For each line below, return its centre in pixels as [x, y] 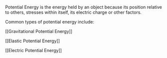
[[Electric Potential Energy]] [34, 50]
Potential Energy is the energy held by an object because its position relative [83, 7]
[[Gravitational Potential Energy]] [39, 31]
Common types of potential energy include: [50, 22]
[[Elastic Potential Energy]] [33, 41]
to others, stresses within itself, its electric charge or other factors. [74, 12]
